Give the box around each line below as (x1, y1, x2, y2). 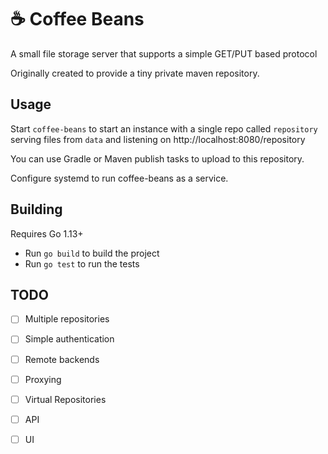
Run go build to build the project (24, 247, 160, 259)
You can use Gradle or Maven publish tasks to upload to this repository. (10, 152, 305, 165)
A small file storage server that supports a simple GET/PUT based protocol (10, 47, 318, 60)
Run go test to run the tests (24, 257, 140, 270)
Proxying (24, 373, 62, 385)
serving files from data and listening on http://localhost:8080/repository (10, 133, 306, 145)
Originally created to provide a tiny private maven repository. (10, 67, 260, 79)
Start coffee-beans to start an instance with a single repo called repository (10, 122, 318, 135)
